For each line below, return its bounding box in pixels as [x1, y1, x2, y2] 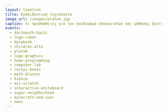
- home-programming [9, 58, 50, 63]
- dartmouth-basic [9, 30, 48, 35]
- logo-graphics [9, 53, 43, 58]
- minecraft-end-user [9, 95, 55, 100]
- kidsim [9, 76, 28, 81]
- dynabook [9, 40, 32, 45]
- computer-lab [9, 62, 41, 67]
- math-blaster [9, 72, 41, 77]
